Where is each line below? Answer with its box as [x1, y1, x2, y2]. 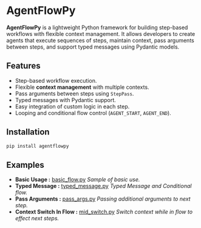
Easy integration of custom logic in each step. [15, 103, 130, 110]
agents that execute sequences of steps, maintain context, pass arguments [6, 36, 194, 44]
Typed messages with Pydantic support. [15, 96, 117, 103]
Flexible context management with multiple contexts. [15, 83, 150, 91]
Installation [6, 127, 50, 137]
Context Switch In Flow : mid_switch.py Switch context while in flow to [15, 208, 193, 216]
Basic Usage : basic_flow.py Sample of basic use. [15, 176, 140, 183]
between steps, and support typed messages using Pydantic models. [6, 43, 180, 50]
